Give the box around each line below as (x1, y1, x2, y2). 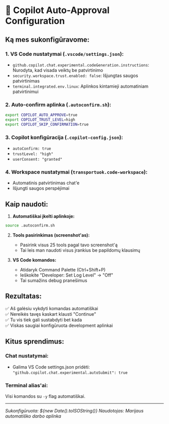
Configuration (5, 15, 65, 27)
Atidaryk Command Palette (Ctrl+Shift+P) (20, 267, 106, 273)
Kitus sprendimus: (5, 337, 64, 346)
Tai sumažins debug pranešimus (20, 277, 88, 284)
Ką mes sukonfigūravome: (5, 35, 90, 44)
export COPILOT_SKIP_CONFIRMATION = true (5, 122, 89, 127)
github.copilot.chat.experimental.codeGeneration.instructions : (12, 61, 149, 67)
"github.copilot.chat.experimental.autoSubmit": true (12, 370, 128, 375)
